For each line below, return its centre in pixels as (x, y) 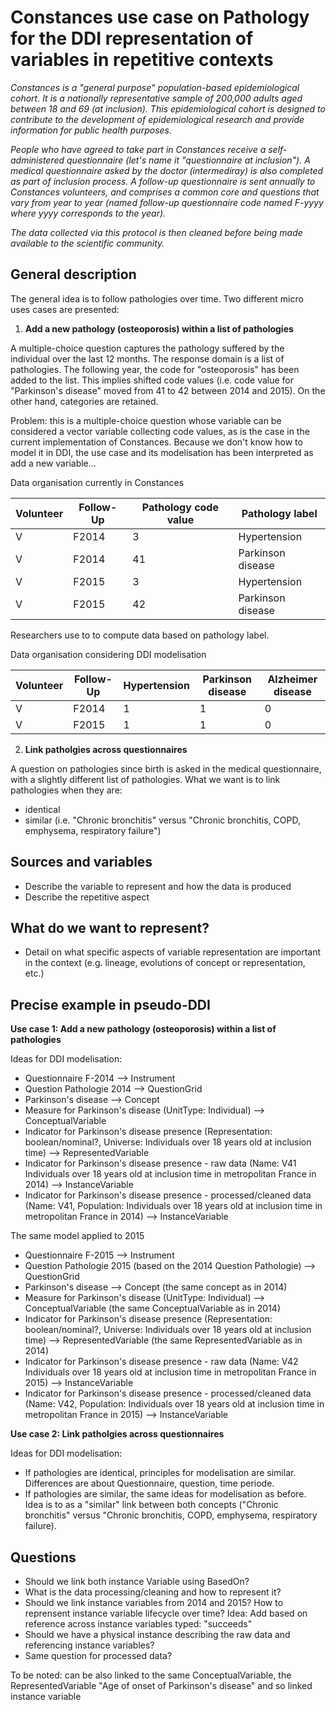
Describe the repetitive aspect (87, 897)
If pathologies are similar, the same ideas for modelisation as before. (165, 1494)
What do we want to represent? (110, 927)
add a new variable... (53, 463)
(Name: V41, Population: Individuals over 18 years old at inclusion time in (173, 1206)
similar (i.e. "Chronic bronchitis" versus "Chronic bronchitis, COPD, (162, 820)
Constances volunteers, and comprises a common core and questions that (165, 192)
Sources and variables (81, 862)
